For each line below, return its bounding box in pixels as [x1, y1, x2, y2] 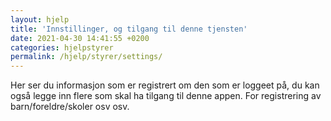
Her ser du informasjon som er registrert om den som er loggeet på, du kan [10, 79, 320, 91]
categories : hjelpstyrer [10, 42, 114, 53]
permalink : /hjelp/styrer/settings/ [10, 52, 163, 62]
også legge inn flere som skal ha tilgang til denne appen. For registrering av [10, 90, 322, 102]
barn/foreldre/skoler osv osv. [10, 101, 130, 113]
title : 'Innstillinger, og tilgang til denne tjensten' [10, 24, 248, 34]
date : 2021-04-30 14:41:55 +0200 [10, 33, 150, 43]
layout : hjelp [10, 14, 70, 25]
